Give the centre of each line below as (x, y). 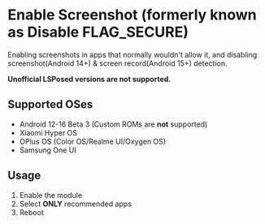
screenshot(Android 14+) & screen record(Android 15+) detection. (118, 63)
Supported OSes (50, 104)
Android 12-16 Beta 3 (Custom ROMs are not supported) (113, 124)
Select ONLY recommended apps (75, 204)
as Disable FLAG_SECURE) (98, 32)
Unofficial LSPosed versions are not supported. (89, 79)
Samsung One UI (48, 150)
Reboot (31, 212)
